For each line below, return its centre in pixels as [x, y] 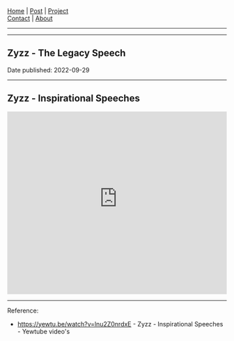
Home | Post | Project [38, 11]
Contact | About [30, 18]
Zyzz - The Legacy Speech [67, 53]
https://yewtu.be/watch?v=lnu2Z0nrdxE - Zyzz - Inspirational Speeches [120, 324]
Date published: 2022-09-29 [48, 70]
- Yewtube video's [44, 331]
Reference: [23, 310]
